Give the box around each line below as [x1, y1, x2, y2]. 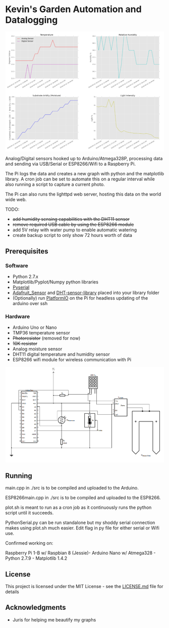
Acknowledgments [5, 603, 67, 612]
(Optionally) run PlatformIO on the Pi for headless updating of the [12, 295, 148, 301]
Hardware [5, 313, 30, 320]
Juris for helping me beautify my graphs [12, 616, 96, 622]
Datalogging [5, 14, 58, 26]
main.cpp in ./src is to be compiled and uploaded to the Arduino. [5, 485, 139, 491]
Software [5, 262, 29, 269]
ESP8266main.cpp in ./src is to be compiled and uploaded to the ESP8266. [5, 495, 161, 501]
